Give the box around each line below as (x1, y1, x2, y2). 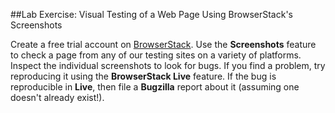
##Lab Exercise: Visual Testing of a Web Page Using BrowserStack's (10, 9, 293, 20)
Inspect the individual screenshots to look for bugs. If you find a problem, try (10, 60, 326, 71)
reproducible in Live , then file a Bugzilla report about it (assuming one (10, 81, 300, 93)
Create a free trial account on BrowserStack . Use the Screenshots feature (10, 39, 317, 50)
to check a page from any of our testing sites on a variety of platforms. (10, 49, 302, 61)
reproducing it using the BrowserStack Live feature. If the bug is (10, 70, 277, 82)
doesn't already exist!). (10, 92, 105, 103)
